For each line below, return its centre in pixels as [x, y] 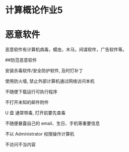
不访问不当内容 [20, 145]
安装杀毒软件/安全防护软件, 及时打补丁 [44, 71]
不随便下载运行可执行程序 [31, 92]
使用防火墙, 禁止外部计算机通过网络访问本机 [50, 81]
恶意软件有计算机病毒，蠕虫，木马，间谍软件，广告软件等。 [66, 50]
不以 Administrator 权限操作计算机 [40, 134]
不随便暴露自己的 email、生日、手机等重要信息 [53, 123]
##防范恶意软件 [21, 60]
